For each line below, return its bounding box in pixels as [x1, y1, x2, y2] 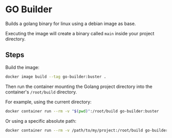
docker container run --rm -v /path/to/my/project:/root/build [5, 128, 143, 133]
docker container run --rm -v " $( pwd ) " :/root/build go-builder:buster [5, 108, 159, 113]
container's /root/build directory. [5, 88, 77, 95]
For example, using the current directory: [5, 99, 92, 105]
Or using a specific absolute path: [5, 118, 77, 124]
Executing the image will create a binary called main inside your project [5, 30, 155, 36]
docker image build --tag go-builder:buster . [5, 74, 106, 79]
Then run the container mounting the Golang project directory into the [5, 83, 153, 89]
